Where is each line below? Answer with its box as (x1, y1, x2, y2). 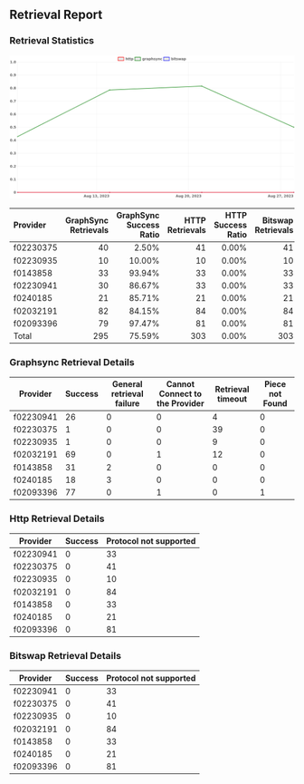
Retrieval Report (9, 7, 103, 23)
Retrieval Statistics (9, 34, 95, 47)
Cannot (166, 379, 195, 390)
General (111, 379, 143, 390)
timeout (216, 393, 247, 404)
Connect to (158, 389, 202, 400)
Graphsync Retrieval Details (9, 355, 135, 368)
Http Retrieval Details (9, 512, 105, 525)
